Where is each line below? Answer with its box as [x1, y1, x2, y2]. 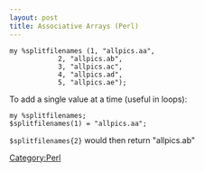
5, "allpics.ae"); [57, 77, 127, 86]
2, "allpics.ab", [57, 54, 124, 63]
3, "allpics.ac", [57, 62, 124, 71]
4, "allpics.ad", [57, 69, 124, 79]
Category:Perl [9, 152, 61, 163]
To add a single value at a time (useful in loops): [9, 94, 188, 104]
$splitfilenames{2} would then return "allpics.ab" [9, 134, 196, 145]
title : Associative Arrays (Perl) [9, 22, 140, 31]
